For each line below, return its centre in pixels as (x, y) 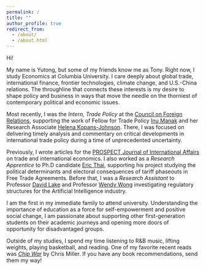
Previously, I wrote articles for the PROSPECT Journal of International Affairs (103, 152)
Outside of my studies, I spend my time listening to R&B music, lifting (93, 241)
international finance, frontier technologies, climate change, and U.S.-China (102, 83)
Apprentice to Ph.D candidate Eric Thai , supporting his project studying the (101, 165)
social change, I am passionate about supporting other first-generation (96, 216)
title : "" (19, 18)
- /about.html (30, 40)
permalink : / (23, 12)
